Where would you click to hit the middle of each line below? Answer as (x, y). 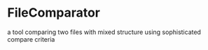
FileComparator (54, 13)
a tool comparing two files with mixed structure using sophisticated (104, 32)
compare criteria (31, 39)
